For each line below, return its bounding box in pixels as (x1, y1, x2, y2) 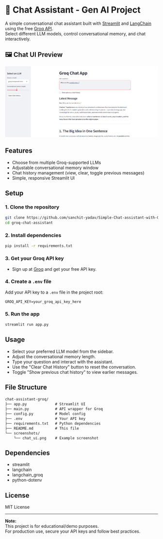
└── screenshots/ (5, 431, 40, 435)
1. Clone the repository (5, 204, 60, 210)
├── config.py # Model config (5, 411, 86, 416)
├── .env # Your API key (5, 416, 86, 421)
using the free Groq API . (5, 25, 53, 31)
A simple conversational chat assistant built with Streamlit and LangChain (5, 20, 152, 26)
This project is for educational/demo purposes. (5, 523, 99, 529)
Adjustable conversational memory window (12, 165, 98, 171)
